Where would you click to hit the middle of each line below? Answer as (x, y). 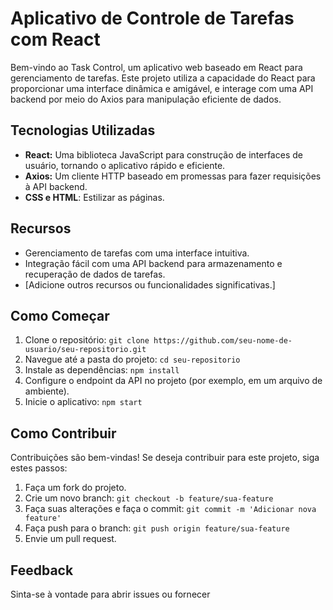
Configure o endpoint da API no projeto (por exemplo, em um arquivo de (173, 381)
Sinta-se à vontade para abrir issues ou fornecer (110, 594)
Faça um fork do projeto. (75, 488)
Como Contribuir (63, 433)
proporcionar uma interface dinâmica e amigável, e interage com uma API (162, 88)
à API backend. (56, 186)
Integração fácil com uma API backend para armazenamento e (153, 263)
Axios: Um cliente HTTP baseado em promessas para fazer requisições (173, 176)
